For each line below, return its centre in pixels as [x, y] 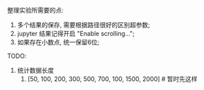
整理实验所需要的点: [36, 10]
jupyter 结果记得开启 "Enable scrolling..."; [76, 34]
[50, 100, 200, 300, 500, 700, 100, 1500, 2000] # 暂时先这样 [112, 79]
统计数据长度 [35, 70]
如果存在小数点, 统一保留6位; [58, 42]
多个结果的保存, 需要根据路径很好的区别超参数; [83, 25]
